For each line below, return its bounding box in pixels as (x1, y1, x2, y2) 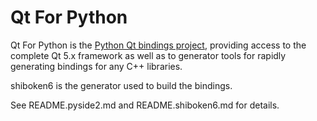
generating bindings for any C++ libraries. (10, 60, 183, 72)
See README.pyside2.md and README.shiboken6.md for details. (10, 99, 280, 111)
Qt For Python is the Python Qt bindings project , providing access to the (10, 39, 307, 51)
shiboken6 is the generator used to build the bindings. (10, 79, 233, 91)
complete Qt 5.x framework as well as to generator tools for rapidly (10, 49, 287, 61)
